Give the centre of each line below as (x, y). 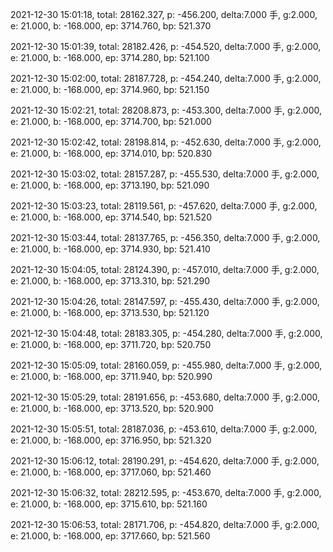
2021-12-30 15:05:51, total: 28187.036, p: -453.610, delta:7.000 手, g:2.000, (164, 429)
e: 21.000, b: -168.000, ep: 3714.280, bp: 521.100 (110, 57)
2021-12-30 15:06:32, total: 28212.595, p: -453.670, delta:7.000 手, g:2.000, (166, 492)
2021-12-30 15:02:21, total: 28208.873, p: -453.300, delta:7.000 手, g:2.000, (166, 110)
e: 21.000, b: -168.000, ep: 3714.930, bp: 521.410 (110, 249)
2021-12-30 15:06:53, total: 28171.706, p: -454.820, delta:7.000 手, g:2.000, (165, 524)
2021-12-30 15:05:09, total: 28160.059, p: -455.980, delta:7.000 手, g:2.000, (166, 365)
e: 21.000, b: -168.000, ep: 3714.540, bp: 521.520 (111, 217)
